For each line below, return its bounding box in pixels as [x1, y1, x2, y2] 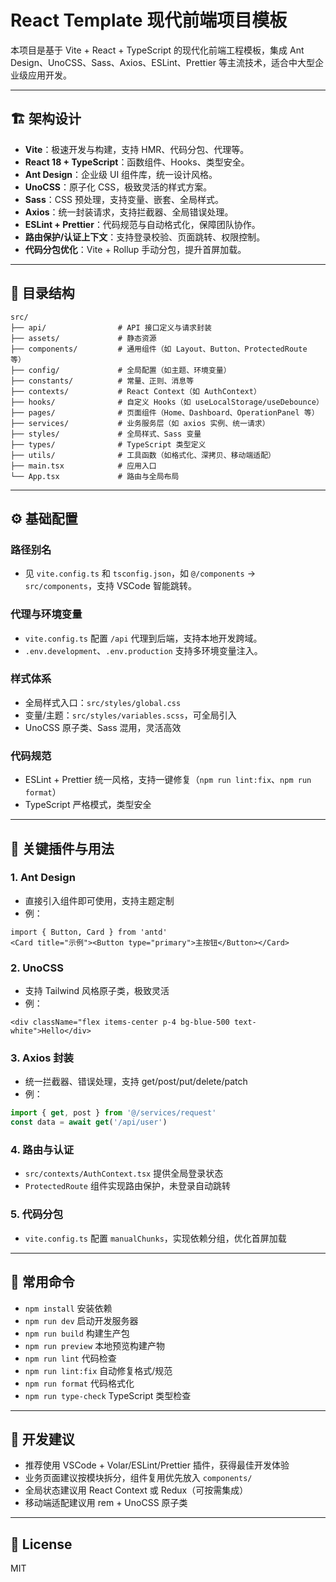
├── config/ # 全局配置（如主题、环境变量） [10, 365, 232, 375]
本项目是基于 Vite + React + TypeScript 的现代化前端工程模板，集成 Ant [10, 44, 305, 56]
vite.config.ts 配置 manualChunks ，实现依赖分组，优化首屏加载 [24, 1232, 287, 1244]
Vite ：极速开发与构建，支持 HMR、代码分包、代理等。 [24, 143, 250, 155]
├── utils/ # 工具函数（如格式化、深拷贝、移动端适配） [10, 450, 276, 460]
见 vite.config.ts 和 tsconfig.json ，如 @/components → [24, 567, 257, 580]
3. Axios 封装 [10, 1051, 74, 1065]
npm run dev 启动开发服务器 [24, 1314, 139, 1326]
